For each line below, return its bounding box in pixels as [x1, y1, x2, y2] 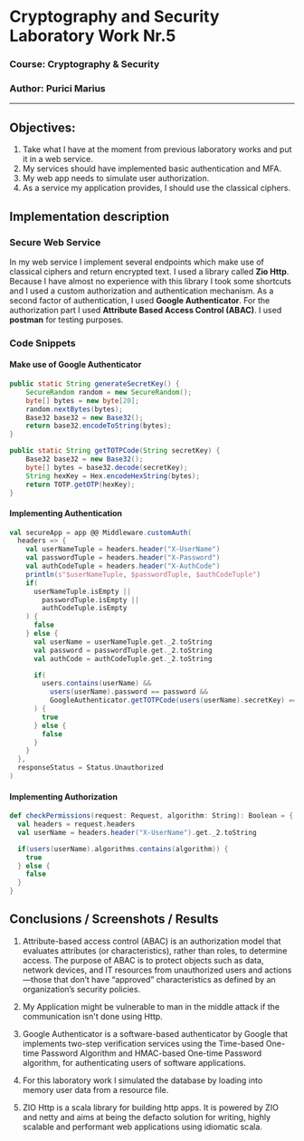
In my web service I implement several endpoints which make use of [9, 256, 264, 267]
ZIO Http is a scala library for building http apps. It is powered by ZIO [22, 1102, 279, 1113]
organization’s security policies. [22, 983, 141, 994]
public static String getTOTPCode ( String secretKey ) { [9, 446, 221, 455]
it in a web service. [22, 154, 93, 165]
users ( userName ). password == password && [49, 687, 208, 696]
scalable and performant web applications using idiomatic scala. [22, 1121, 262, 1132]
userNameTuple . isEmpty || [33, 587, 131, 596]
